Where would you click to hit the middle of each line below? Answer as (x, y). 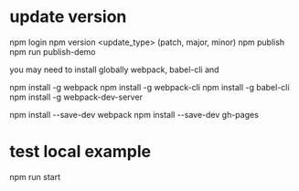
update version (68, 17)
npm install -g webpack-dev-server (76, 97)
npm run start (35, 176)
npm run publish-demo (53, 51)
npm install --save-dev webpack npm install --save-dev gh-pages (134, 114)
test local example (80, 152)
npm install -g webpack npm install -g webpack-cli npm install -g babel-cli (149, 87)
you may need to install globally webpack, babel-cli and (114, 69)
